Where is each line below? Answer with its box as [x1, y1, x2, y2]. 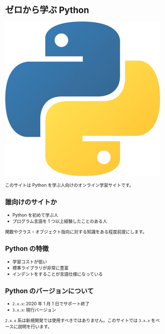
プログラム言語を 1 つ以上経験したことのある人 [12, 218, 107, 224]
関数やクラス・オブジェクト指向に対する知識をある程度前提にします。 [5, 228, 147, 235]
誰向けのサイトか [5, 198, 57, 207]
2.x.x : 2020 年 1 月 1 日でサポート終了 [12, 301, 90, 307]
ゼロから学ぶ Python [5, 4, 90, 16]
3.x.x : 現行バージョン [12, 307, 57, 313]
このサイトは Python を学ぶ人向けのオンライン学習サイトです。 [5, 182, 134, 188]
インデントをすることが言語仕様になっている [12, 271, 103, 277]
